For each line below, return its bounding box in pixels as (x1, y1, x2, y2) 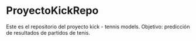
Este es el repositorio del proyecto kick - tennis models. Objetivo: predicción (6, 23, 190, 30)
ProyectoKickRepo (6, 4, 99, 17)
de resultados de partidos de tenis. (6, 29, 91, 36)
